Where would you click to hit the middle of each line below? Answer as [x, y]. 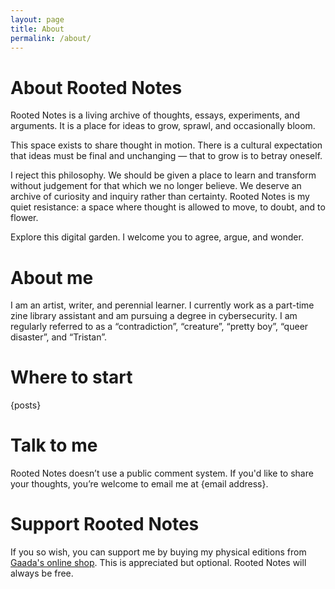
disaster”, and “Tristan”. [59, 337]
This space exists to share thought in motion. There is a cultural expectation [166, 145]
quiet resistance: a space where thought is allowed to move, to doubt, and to [168, 207]
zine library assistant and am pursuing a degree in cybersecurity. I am [154, 316]
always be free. [42, 573]
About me [52, 277]
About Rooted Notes [96, 87]
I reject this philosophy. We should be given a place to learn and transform [163, 175]
